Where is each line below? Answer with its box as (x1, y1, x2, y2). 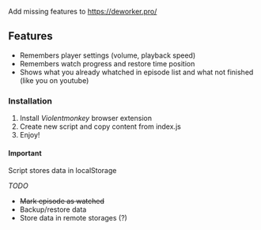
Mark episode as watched (19, 197, 104, 206)
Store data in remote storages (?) (19, 213, 128, 223)
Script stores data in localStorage (8, 166, 117, 175)
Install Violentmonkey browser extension (19, 114, 153, 123)
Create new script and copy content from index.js (19, 122, 182, 131)
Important (8, 148, 42, 157)
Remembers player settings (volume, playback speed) (19, 51, 196, 60)
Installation (8, 95, 53, 106)
